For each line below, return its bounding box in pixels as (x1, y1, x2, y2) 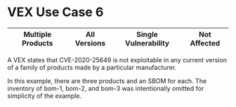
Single (136, 29, 158, 39)
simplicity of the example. (7, 92, 82, 100)
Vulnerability (125, 38, 170, 48)
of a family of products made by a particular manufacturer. (7, 63, 177, 71)
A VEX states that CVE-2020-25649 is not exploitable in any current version (7, 55, 227, 64)
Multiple (23, 29, 52, 39)
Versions (74, 38, 106, 48)
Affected (190, 38, 221, 48)
